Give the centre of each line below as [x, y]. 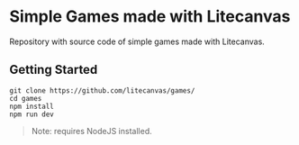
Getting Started [54, 70]
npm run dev [32, 114]
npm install [32, 106]
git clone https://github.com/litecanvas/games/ [102, 91]
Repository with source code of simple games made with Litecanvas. [137, 41]
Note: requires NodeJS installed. [91, 131]
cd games [26, 98]
